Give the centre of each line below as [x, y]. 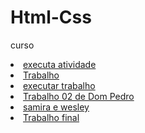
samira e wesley [56, 107]
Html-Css [51, 17]
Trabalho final [51, 117]
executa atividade [60, 64]
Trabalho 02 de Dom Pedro [79, 96]
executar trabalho [59, 85]
